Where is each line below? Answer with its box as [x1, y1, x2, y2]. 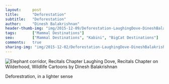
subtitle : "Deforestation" [5, 16, 66, 21]
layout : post [5, 7, 42, 12]
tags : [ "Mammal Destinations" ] [5, 30, 84, 35]
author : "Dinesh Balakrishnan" [5, 21, 80, 26]
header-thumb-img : [5, 26, 44, 31]
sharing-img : [5, 44, 33, 49]
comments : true [5, 40, 42, 45]
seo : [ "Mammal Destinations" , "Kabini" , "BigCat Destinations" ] [5, 35, 158, 40]
